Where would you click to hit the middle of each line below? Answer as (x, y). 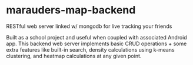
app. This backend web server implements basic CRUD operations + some (96, 44)
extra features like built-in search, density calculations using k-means (90, 49)
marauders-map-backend (71, 10)
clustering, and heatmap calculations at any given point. (74, 56)
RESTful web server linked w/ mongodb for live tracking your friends (89, 26)
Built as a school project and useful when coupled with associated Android (96, 37)
